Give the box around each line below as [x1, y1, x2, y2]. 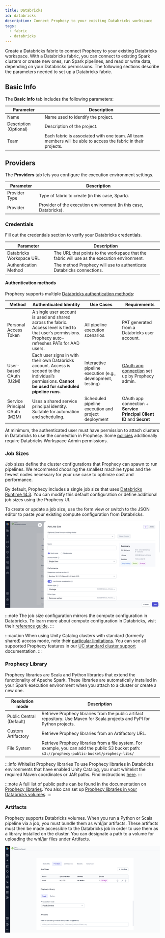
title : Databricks [5, 8, 43, 13]
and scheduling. [32, 414, 65, 420]
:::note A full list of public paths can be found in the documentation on [5, 781, 146, 787]
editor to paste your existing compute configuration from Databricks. [5, 511, 144, 517]
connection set [122, 368, 152, 374]
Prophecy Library [5, 661, 48, 668]
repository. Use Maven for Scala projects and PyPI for [41, 716, 150, 722]
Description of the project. [44, 123, 98, 130]
